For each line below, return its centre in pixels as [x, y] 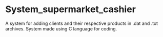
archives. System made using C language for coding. [61, 28]
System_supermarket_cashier [70, 9]
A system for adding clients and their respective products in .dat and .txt [81, 23]
